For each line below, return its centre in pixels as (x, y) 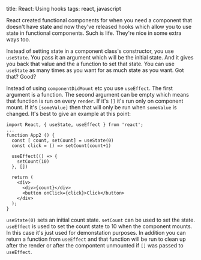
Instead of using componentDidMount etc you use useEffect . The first (89, 88)
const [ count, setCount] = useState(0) (63, 141)
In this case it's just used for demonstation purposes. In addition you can (96, 233)
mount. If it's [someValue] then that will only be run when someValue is (91, 107)
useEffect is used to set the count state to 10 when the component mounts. (99, 226)
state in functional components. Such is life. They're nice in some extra (94, 33)
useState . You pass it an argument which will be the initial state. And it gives (100, 57)
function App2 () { (31, 135)
